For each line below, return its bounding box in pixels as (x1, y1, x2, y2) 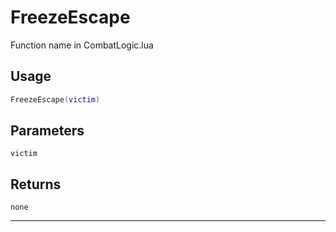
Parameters (10, 122, 85, 140)
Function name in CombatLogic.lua (10, 39, 154, 51)
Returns (10, 176, 62, 193)
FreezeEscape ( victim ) (10, 94, 101, 105)
